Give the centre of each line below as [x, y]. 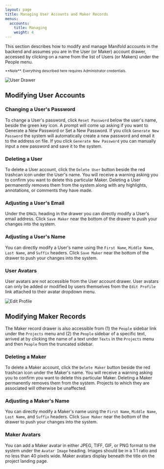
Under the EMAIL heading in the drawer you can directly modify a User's [77, 214]
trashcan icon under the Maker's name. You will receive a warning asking [79, 372]
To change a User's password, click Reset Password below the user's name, [81, 120]
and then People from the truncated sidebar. [49, 344]
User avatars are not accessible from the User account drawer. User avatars [82, 281]
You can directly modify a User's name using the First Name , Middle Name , [80, 247]
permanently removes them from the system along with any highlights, [76, 185]
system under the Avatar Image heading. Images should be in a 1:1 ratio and [81, 450]
